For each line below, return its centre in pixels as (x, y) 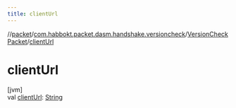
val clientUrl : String (35, 97)
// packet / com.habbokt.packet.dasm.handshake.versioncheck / (98, 34)
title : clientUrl (33, 14)
